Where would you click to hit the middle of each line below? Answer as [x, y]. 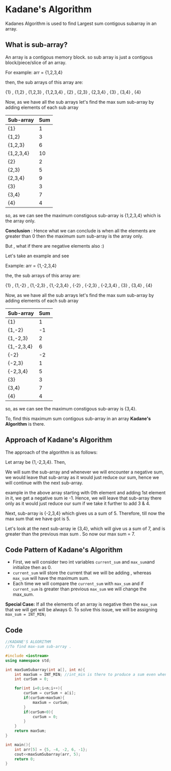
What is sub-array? [36, 45]
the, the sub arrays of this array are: [43, 275]
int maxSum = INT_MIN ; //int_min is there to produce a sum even [85, 674]
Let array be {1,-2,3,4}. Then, [36, 462]
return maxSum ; [31, 731]
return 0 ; [25, 759]
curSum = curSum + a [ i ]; [50, 693]
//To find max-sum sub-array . [38, 647]
